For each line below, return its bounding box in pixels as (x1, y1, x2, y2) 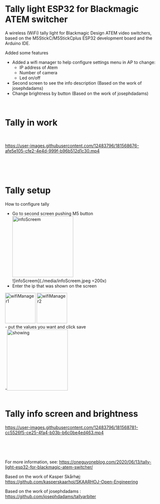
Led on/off (19, 75, 41, 81)
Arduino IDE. (5, 40, 30, 46)
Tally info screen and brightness (5, 408, 139, 419)
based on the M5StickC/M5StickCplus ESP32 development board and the (5, 35, 152, 41)
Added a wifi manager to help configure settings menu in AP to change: (12, 59, 156, 65)
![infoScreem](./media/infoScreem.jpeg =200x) (12, 278, 107, 284)
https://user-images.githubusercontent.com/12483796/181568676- (5, 143, 140, 149)
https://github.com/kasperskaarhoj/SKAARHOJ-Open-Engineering (5, 479, 138, 484)
